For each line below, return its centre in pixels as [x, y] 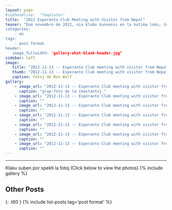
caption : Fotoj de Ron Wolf [42, 77]
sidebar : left [20, 58]
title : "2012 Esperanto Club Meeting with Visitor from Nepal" [75, 20]
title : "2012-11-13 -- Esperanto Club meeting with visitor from [83, 67]
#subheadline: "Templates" [35, 15]
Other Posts [25, 190]
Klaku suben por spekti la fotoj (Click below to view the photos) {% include [84, 168]
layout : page [19, 10]
